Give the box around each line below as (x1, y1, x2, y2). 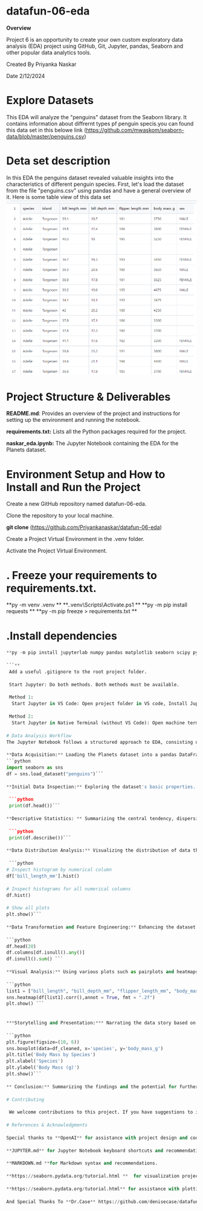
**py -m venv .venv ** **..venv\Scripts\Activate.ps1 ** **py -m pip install (6, 601, 187, 609)
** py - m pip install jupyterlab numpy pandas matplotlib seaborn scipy (6, 649, 190, 656)
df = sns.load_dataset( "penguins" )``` (6, 770, 104, 777)
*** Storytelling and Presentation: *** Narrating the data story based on (6, 1020, 196, 1026)
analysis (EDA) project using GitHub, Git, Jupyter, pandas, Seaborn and (6, 42, 183, 50)
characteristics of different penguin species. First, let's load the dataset (6, 180, 184, 188)
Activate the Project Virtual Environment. (6, 547, 108, 554)
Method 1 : (8, 694, 34, 700)
